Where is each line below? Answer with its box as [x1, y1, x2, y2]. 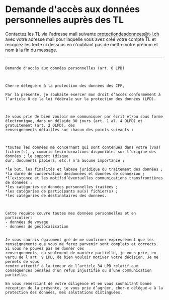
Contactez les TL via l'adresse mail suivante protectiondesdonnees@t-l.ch [5, 31, 159, 37]
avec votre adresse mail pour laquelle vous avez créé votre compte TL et [5, 36, 156, 42]
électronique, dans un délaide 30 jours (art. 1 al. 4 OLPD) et [5, 118, 143, 124]
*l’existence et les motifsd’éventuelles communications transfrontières [5, 175, 163, 180]
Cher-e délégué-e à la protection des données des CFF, [5, 83, 125, 88]
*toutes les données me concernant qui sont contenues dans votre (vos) [5, 145, 161, 150]
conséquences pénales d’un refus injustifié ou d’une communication [5, 268, 152, 273]
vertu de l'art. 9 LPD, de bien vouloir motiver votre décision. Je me [5, 255, 158, 260]
